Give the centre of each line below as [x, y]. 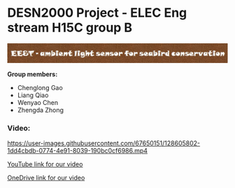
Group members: [33, 74]
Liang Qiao [33, 95]
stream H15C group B [70, 28]
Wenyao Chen [38, 102]
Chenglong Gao [40, 87]
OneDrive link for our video [46, 178]
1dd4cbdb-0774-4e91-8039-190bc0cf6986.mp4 [78, 151]
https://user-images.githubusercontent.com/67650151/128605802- [104, 143]
